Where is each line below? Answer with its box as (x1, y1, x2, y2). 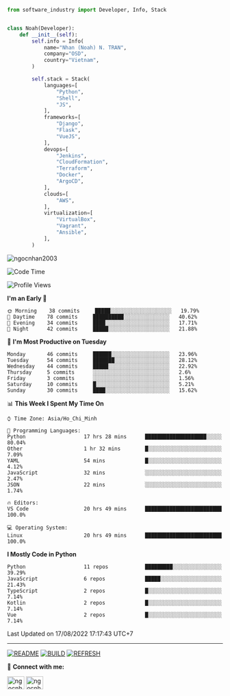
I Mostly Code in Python (7, 550, 77, 558)
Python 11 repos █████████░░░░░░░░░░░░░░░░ (7, 563, 222, 570)
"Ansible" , (55, 229, 88, 236)
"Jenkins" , (55, 152, 88, 159)
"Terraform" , (55, 165, 94, 172)
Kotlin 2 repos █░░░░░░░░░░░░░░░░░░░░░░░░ (7, 599, 222, 606)
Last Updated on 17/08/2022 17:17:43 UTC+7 (7, 629, 133, 638)
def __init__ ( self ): (19, 31, 78, 38)
